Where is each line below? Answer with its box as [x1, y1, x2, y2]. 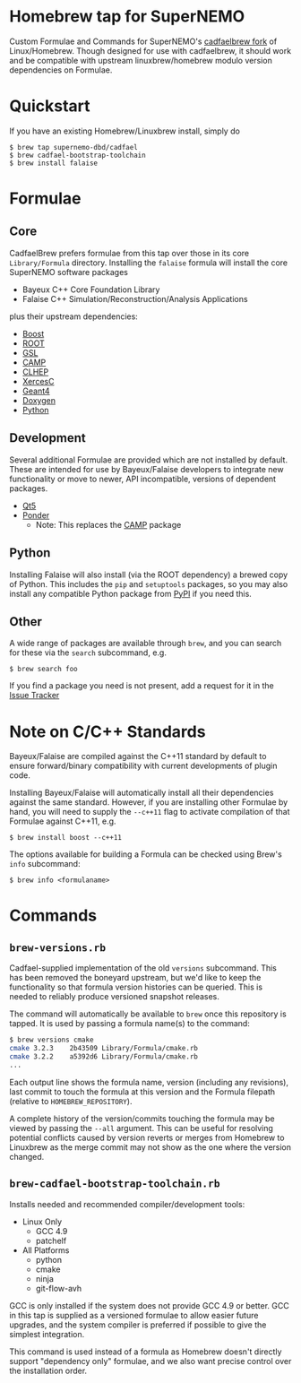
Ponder [21, 509, 50, 521]
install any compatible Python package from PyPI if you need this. [9, 588, 253, 599]
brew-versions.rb [9, 941, 106, 954]
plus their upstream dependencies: [9, 311, 139, 322]
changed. [9, 1151, 45, 1162]
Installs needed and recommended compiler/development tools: [9, 1198, 245, 1209]
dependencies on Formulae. [9, 65, 113, 75]
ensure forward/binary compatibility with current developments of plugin [9, 760, 278, 772]
